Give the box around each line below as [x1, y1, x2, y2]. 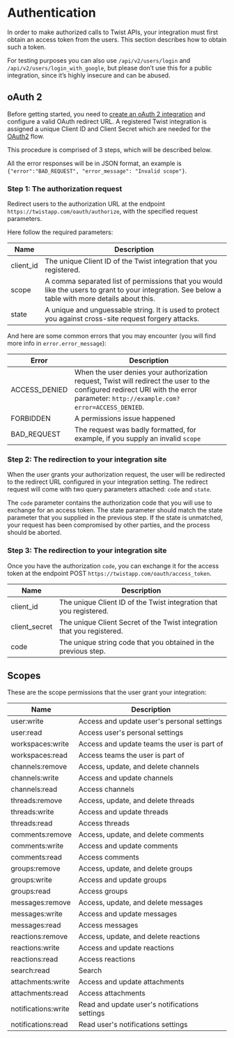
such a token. [7, 43, 47, 51]
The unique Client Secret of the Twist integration [58, 617, 218, 627]
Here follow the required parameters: [7, 228, 114, 236]
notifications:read [10, 1020, 68, 1030]
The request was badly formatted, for [74, 425, 196, 435]
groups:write [10, 875, 52, 885]
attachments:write [10, 977, 70, 987]
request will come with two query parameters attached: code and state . [7, 485, 212, 494]
